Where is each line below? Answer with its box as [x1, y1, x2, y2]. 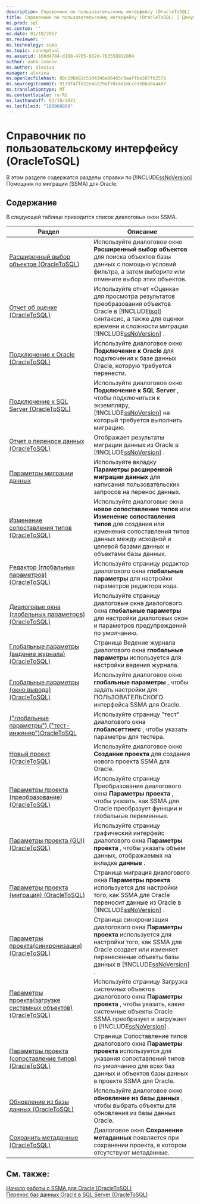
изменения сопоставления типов [93, 527, 190, 536]
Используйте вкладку [93, 458, 157, 466]
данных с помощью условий [93, 260, 177, 269]
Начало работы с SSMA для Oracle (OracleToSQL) [6, 1185, 132, 1192]
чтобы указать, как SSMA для [93, 797, 180, 805]
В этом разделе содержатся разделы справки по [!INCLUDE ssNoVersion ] [6, 174, 192, 181]
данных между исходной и [93, 535, 171, 543]
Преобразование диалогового [93, 782, 182, 790]
